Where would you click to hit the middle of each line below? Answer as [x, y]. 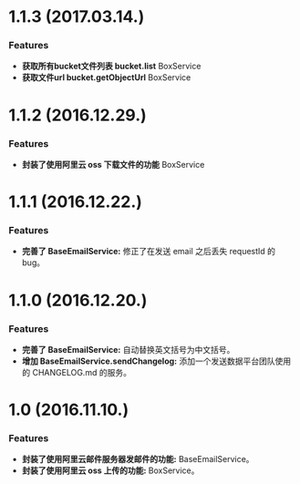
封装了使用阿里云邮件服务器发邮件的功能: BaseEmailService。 [138, 459]
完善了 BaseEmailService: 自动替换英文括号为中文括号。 [128, 349]
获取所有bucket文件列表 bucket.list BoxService [111, 67]
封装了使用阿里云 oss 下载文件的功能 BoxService [113, 164]
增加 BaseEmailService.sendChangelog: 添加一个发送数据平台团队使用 [156, 361]
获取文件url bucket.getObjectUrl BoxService [106, 77]
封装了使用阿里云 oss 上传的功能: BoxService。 [110, 470]
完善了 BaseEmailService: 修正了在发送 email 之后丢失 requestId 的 [148, 252]
